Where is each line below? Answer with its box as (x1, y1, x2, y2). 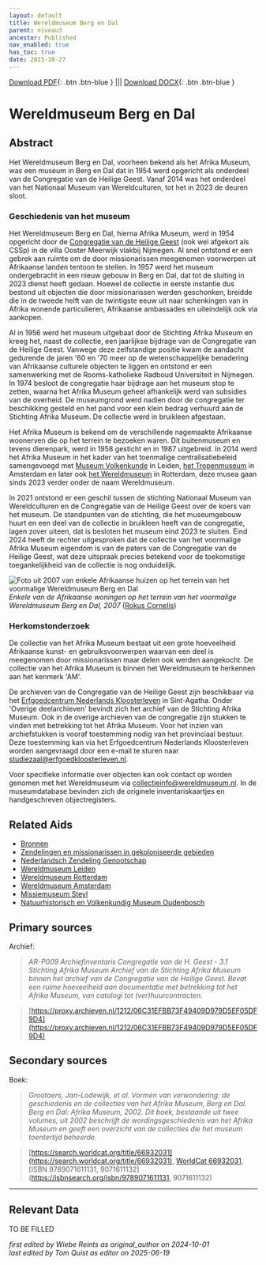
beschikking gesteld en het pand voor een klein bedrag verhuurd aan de (9, 404, 244, 413)
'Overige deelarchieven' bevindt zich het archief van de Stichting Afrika (9, 704, 242, 714)
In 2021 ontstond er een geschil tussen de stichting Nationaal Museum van (9, 493, 252, 503)
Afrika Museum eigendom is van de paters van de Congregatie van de (9, 543, 238, 553)
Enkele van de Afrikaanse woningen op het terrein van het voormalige (9, 592, 237, 602)
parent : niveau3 (9, 26, 62, 34)
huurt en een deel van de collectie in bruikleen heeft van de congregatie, (9, 519, 245, 528)
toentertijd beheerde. (28, 1132, 97, 1142)
